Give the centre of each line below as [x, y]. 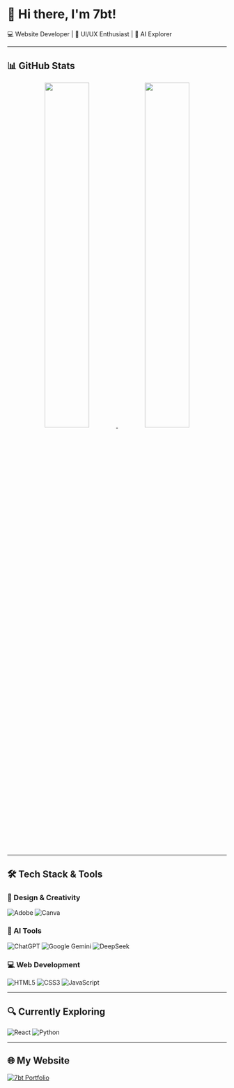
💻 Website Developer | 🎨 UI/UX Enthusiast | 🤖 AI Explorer [90, 34]
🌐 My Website [39, 1061]
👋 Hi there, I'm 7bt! [62, 14]
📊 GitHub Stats [41, 66]
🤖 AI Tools [24, 931]
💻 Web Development [44, 964]
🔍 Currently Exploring [56, 1012]
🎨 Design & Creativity [44, 898]
